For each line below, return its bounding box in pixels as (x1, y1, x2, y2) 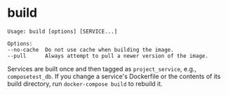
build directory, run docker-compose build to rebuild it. (7, 79, 163, 88)
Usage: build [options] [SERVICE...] (7, 28, 118, 35)
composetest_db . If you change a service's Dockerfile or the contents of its (7, 72, 221, 80)
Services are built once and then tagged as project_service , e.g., (7, 64, 197, 73)
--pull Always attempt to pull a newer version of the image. (7, 52, 209, 59)
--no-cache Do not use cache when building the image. (7, 46, 174, 53)
